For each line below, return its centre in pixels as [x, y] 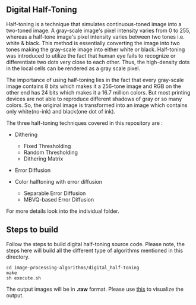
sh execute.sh [24, 278]
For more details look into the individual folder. [63, 211]
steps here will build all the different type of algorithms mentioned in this [94, 250]
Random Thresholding [51, 152]
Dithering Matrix [43, 158]
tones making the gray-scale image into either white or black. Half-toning [96, 49]
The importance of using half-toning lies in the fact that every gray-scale [95, 80]
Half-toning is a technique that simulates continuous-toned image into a [94, 24]
